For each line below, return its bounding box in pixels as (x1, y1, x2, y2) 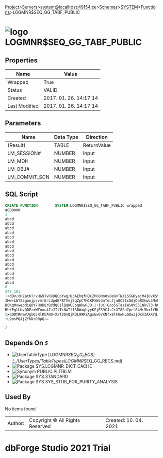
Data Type (54, 134, 79, 140)
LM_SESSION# (7, 150, 41, 157)
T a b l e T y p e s (40, 358, 64, 364)
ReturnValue (83, 141, 111, 148)
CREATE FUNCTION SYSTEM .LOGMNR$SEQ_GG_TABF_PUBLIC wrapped (5, 203, 142, 208)
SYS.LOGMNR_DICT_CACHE (35, 363, 92, 369)
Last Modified (7, 102, 39, 109)
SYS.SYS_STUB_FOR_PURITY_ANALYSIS (35, 378, 118, 384)
